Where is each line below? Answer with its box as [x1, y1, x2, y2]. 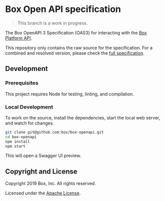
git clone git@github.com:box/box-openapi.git [5, 129, 104, 134]
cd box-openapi [5, 134, 37, 139]
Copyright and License [5, 167, 77, 175]
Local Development [5, 103, 53, 110]
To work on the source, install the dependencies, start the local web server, [5, 114, 160, 120]
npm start [5, 143, 26, 148]
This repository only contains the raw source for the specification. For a [5, 44, 153, 50]
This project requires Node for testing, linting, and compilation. [5, 91, 134, 97]
